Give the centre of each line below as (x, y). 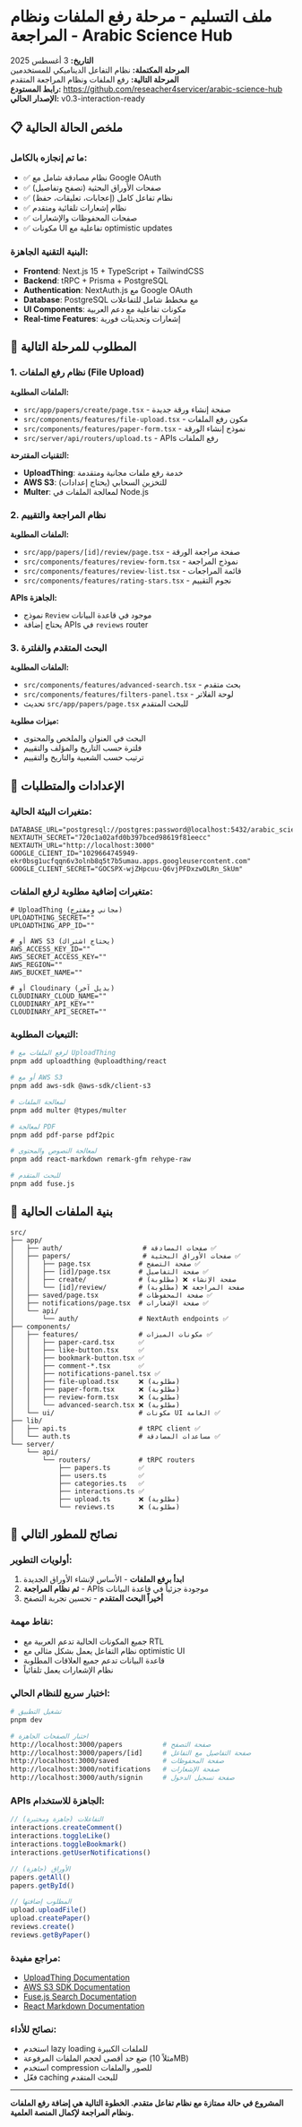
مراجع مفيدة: (35, 1958)
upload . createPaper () (51, 1919)
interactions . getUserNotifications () (81, 1853)
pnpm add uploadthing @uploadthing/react (89, 1061)
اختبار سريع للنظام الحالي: (60, 1693)
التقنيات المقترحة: (40, 455)
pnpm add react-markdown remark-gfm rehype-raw (101, 1159)
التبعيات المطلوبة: (44, 1034)
